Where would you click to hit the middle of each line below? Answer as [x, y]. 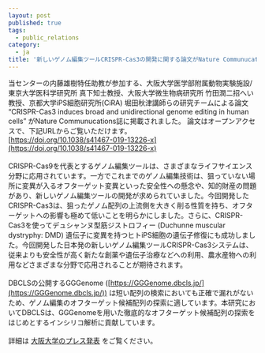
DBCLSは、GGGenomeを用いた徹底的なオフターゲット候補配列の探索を [138, 312]
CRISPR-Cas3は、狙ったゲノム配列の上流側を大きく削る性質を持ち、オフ [127, 205]
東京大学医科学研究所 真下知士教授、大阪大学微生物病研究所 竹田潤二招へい [131, 92]
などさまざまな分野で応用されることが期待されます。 [101, 265]
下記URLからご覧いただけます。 [80, 130]
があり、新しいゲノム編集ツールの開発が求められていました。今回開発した [129, 195]
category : [24, 45]
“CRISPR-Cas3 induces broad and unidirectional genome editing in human [129, 111]
